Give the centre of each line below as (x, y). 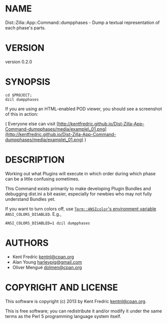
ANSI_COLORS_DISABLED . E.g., (33, 214)
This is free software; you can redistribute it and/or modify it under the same (83, 311)
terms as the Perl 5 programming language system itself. (63, 316)
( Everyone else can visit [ (32, 124)
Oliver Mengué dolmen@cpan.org (47, 267)
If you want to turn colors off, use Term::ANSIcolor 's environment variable (81, 209)
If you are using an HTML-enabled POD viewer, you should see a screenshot (83, 109)
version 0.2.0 (19, 62)
